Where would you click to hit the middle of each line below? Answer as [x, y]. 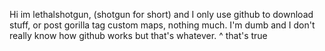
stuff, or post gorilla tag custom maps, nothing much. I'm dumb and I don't [162, 25]
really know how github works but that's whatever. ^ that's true [138, 35]
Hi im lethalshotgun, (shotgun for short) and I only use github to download [161, 14]
